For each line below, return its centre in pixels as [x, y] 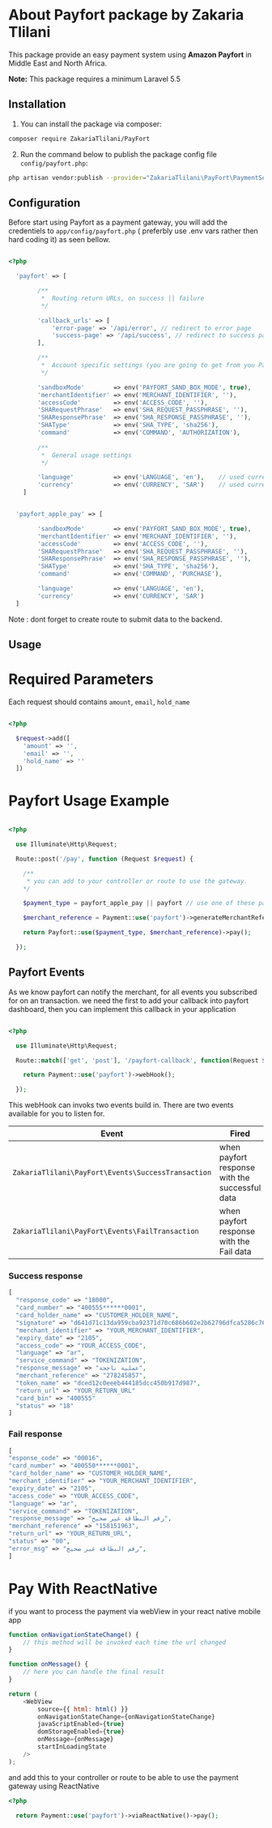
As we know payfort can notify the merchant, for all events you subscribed [133, 992]
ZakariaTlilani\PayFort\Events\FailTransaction [106, 1232]
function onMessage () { [49, 1664]
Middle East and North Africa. [58, 63]
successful [240, 1188]
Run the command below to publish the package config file [118, 154]
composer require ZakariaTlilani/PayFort [79, 139]
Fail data [236, 1252]
